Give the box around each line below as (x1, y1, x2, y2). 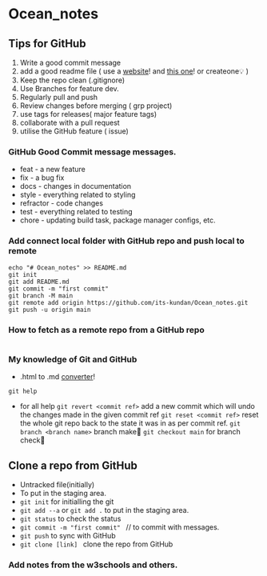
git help (8, 387, 38, 396)
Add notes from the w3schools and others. (8, 559, 178, 570)
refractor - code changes (19, 198, 104, 208)
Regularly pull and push (19, 93, 98, 102)
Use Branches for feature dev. (19, 84, 120, 93)
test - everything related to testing (19, 207, 133, 217)
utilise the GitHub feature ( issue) (19, 126, 130, 136)
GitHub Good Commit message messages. (8, 146, 177, 157)
